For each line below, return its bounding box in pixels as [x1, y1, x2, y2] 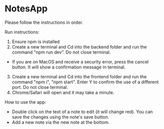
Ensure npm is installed [11, 38, 60, 45]
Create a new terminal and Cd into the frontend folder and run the [11, 73, 147, 79]
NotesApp [4, 3, 48, 14]
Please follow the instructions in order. [4, 19, 83, 25]
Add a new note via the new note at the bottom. [11, 119, 110, 125]
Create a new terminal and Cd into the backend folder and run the [11, 44, 147, 50]
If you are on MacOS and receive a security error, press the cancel [11, 59, 149, 64]
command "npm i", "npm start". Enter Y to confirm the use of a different [11, 79, 159, 85]
